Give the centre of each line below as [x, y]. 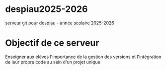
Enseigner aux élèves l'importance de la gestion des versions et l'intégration [83, 57]
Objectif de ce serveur [52, 43]
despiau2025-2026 [46, 9]
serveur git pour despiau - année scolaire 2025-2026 [60, 23]
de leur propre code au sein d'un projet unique [53, 62]
